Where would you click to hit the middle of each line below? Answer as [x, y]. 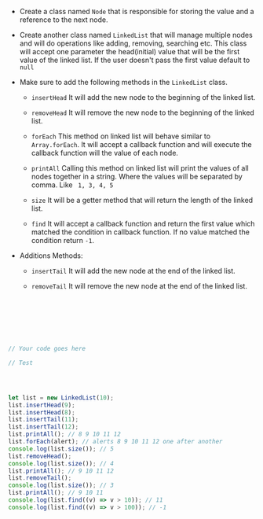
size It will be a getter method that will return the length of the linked [142, 200]
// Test [21, 363]
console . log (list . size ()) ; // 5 [61, 449]
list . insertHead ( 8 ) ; [42, 412]
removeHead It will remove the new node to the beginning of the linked [143, 112]
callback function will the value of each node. [105, 153]
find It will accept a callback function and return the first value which [143, 224]
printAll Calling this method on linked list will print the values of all [140, 168]
